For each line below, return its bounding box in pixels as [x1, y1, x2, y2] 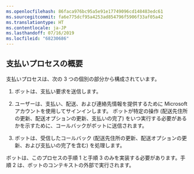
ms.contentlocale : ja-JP [6, 25, 67, 31]
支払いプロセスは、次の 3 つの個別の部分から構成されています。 [6, 75, 160, 82]
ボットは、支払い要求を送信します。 [14, 88, 102, 95]
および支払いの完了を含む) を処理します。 [25, 141, 126, 149]
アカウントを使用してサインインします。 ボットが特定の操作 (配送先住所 [14, 107, 188, 114]
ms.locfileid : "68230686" [6, 36, 69, 41]
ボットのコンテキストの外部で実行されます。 [27, 161, 134, 168]
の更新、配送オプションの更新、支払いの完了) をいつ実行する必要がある [14, 114, 187, 121]
